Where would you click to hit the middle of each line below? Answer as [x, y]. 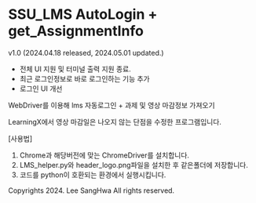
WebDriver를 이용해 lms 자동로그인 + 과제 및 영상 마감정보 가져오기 [112, 105]
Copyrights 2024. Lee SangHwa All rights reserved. [91, 190]
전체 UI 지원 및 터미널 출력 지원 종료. [75, 69]
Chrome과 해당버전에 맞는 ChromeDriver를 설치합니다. [104, 155]
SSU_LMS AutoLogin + [83, 14]
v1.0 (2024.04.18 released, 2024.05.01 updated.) [86, 53]
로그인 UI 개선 [41, 89]
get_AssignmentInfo [76, 31]
